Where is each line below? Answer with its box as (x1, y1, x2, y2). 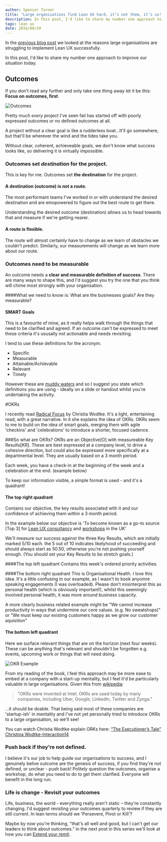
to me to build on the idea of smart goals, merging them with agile (5, 422, 141, 428)
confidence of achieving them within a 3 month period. (5, 511, 118, 517)
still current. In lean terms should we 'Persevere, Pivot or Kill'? (5, 811, 133, 817)
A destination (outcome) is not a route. (5, 183, 87, 189)
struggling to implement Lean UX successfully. (5, 45, 101, 51)
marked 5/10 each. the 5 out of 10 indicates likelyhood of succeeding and (5, 541, 156, 547)
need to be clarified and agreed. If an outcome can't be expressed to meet (5, 325, 158, 331)
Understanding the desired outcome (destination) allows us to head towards (5, 209, 162, 215)
